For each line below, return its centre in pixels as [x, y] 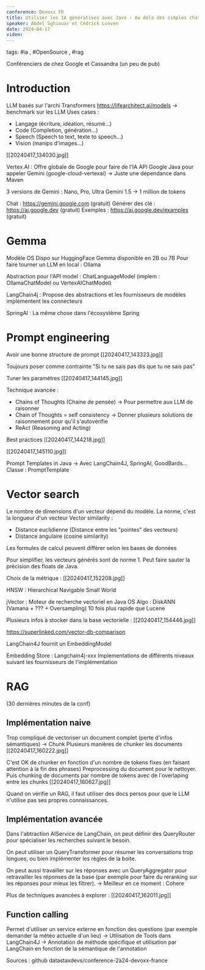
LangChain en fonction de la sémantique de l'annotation [77, 949]
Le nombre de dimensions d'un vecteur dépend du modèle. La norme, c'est [101, 511]
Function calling [38, 914]
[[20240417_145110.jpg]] [36, 451]
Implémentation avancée [55, 820]
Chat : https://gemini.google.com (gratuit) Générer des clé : [81, 204]
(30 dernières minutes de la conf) [49, 703]
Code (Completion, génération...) [56, 130]
